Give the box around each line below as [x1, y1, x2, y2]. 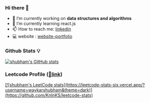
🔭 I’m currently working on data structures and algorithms [12, 16, 132, 21]
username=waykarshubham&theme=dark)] [5, 87, 92, 93]
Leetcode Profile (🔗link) [5, 71, 62, 78]
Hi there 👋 [5, 4, 30, 11]
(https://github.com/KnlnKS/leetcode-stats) [5, 92, 93, 98]
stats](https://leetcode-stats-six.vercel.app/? [54, 82, 145, 87]
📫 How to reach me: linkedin [12, 26, 71, 32]
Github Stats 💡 [5, 47, 40, 54]
